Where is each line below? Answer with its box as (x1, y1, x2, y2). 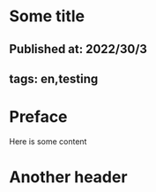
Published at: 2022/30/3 (9, 42, 148, 57)
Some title (9, 6, 85, 27)
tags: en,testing (9, 71, 99, 86)
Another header (9, 167, 128, 188)
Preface (9, 107, 68, 127)
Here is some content (9, 135, 87, 147)
